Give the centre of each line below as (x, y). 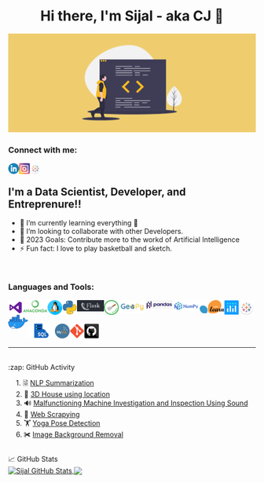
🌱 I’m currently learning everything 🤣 (79, 223)
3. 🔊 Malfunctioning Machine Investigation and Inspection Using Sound (132, 403)
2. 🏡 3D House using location (62, 394)
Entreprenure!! (45, 204)
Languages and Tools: (51, 287)
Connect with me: (43, 150)
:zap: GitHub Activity (42, 367)
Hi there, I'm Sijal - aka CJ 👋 (132, 16)
